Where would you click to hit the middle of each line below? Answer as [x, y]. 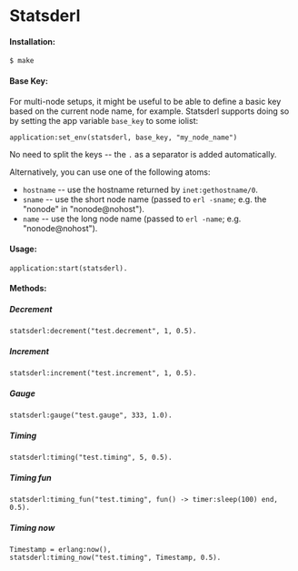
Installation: [33, 41]
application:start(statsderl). [69, 268]
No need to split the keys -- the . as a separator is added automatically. [143, 154]
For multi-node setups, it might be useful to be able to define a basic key [145, 101]
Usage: [24, 249]
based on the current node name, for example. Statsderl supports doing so [149, 111]
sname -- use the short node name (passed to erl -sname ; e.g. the [144, 199]
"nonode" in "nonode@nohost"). [84, 209]
